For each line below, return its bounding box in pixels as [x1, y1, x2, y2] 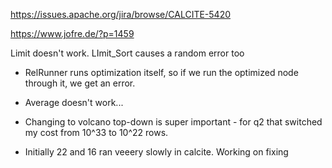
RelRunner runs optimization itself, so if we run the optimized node [24, 67, 299, 78]
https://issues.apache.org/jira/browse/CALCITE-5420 [10, 9, 232, 20]
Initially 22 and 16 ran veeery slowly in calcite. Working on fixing [24, 146, 289, 158]
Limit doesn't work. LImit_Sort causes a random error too [10, 47, 245, 59]
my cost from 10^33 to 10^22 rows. [24, 127, 169, 138]
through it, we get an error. [24, 77, 136, 89]
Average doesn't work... [24, 97, 124, 108]
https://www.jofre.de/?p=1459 [10, 28, 135, 39]
